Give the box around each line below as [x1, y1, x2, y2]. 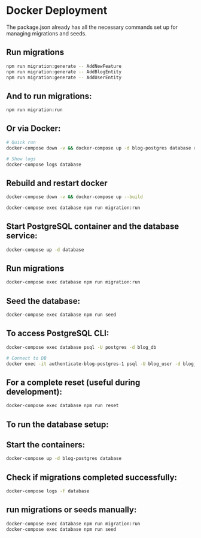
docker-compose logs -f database [6, 488, 90, 494]
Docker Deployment [6, 4, 108, 17]
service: [6, 231, 38, 241]
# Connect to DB [6, 355, 47, 361]
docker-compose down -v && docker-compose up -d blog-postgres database [6, 145, 191, 151]
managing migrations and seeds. [6, 29, 87, 37]
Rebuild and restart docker [6, 178, 108, 188]
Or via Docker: [6, 124, 61, 134]
